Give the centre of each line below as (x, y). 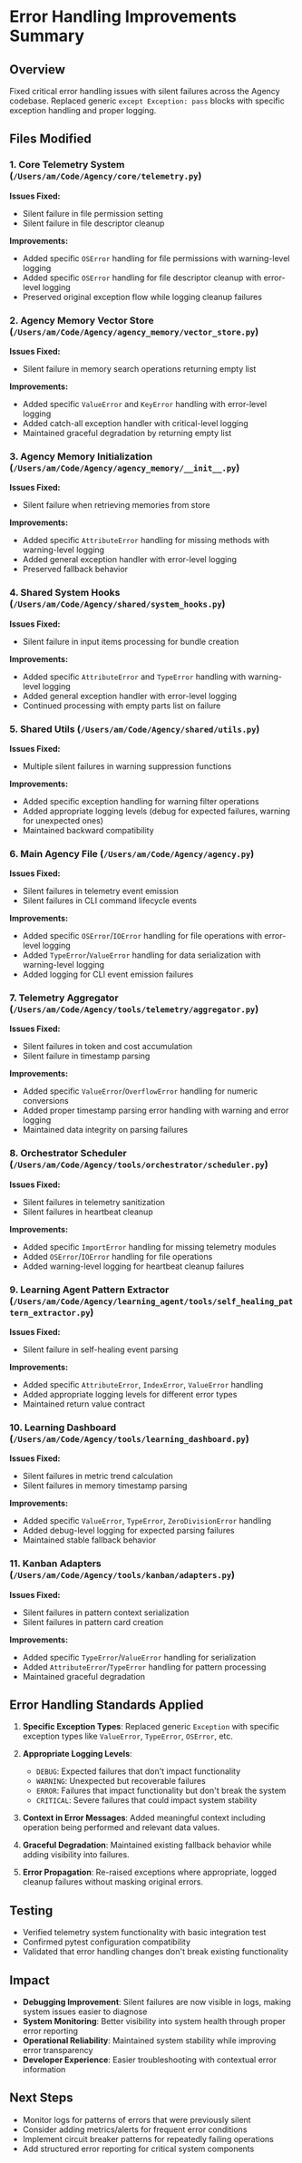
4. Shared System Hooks (65, 593)
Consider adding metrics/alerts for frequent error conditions (135, 2129)
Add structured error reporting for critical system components (138, 2148)
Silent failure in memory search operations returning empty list (139, 368)
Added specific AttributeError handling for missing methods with (146, 541)
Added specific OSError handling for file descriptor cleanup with (142, 278)
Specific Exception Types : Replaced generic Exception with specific (151, 1727)
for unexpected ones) (63, 820)
